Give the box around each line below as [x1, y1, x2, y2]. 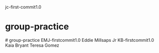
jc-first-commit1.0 [5, 4, 41, 10]
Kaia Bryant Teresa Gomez [5, 42, 59, 48]
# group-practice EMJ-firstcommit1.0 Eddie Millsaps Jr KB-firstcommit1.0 [5, 37, 155, 43]
